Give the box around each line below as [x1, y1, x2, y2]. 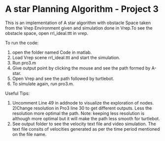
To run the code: [5, 39, 39, 45]
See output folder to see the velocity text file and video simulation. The [12, 121, 156, 127]
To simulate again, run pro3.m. [12, 80, 74, 87]
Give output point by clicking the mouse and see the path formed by [12, 65, 151, 71]
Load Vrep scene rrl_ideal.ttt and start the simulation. [12, 54, 121, 60]
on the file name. [12, 131, 47, 137]
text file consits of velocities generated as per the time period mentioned [12, 126, 160, 132]
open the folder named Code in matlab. [12, 49, 92, 55]
